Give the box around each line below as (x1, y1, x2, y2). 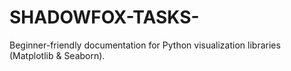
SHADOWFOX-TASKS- (9, 6, 200, 29)
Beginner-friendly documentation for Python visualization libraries (9, 39, 281, 51)
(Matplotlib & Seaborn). (9, 49, 106, 61)
